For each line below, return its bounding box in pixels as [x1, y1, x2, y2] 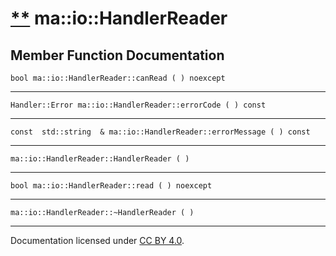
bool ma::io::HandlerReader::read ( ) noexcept [10, 181, 213, 191]
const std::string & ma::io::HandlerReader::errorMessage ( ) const [10, 127, 311, 137]
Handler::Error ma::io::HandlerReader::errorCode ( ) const [10, 100, 267, 110]
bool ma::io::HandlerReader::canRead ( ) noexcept [10, 73, 226, 83]
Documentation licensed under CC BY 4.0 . [10, 235, 185, 246]
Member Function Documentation [10, 47, 225, 64]
